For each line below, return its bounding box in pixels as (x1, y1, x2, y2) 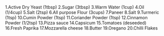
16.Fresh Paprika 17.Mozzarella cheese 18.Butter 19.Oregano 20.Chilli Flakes (5, 25, 158, 31)
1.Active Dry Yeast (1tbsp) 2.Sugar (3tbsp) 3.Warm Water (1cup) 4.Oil (5, 4, 144, 10)
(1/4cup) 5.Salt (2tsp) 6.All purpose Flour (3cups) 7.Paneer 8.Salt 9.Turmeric (5, 9, 159, 15)
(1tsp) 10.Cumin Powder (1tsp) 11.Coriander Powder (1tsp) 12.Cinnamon (5, 15, 148, 20)
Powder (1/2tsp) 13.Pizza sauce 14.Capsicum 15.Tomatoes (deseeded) (5, 20, 147, 26)
